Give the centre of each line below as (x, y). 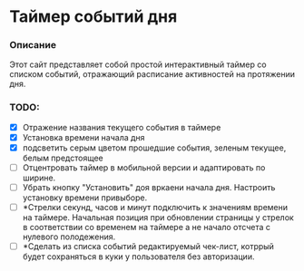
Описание (33, 45)
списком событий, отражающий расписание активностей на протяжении (152, 74)
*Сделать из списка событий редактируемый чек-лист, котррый (148, 247)
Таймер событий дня (93, 17)
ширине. (39, 178)
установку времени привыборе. (85, 198)
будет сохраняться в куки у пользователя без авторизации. (138, 256)
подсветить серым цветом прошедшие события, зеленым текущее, (154, 148)
